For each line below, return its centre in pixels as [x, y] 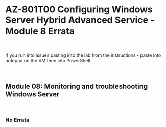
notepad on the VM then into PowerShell [48, 60]
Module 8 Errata [40, 31]
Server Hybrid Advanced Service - [80, 20]
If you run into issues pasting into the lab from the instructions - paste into [83, 55]
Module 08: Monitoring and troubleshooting [77, 86]
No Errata [17, 120]
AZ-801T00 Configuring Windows [79, 9]
